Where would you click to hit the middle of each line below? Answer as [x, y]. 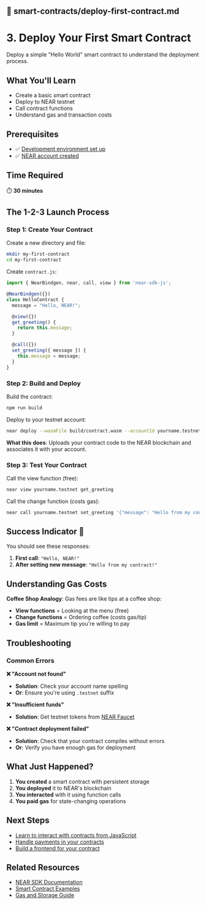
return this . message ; [45, 328]
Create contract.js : [32, 272]
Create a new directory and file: [46, 243]
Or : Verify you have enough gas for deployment [75, 747]
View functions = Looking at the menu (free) [72, 610]
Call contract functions [44, 109]
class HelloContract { [35, 299]
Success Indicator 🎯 [45, 532]
